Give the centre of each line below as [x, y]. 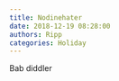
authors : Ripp [36, 34]
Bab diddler [31, 68]
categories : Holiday [48, 43]
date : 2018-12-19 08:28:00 [60, 26]
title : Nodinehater [46, 18]
